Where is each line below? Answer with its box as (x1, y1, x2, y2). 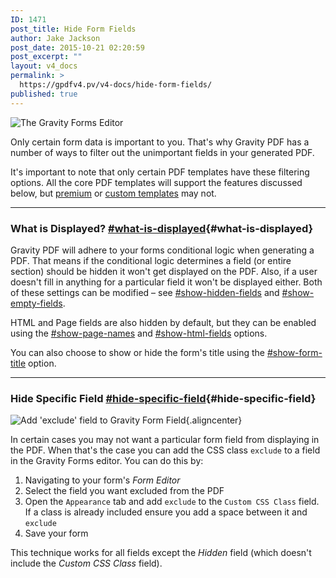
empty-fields (10, 297, 63, 309)
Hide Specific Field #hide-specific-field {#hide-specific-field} (10, 391, 317, 405)
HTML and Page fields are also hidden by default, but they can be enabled (10, 316, 317, 328)
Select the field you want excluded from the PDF (24, 485, 225, 497)
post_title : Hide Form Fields (10, 24, 137, 34)
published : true (10, 89, 78, 99)
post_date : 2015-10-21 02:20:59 (10, 42, 145, 53)
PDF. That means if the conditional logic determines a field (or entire (10, 254, 292, 266)
